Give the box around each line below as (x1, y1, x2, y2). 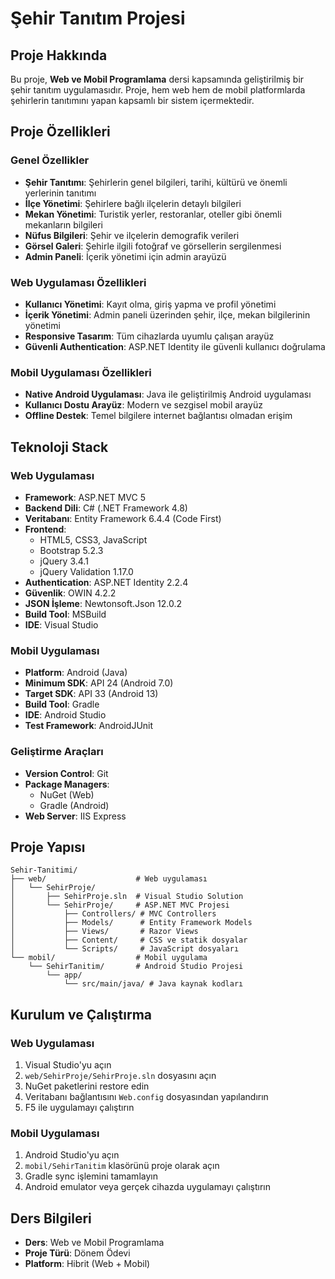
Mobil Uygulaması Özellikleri (10, 365, 152, 379)
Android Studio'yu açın (24, 1149, 120, 1161)
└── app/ (46, 970, 83, 981)
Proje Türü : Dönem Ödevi (24, 1247, 131, 1259)
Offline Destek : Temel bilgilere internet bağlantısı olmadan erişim (24, 410, 293, 422)
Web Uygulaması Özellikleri (10, 275, 147, 289)
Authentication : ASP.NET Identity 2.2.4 (24, 576, 189, 588)
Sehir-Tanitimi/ (10, 865, 78, 876)
